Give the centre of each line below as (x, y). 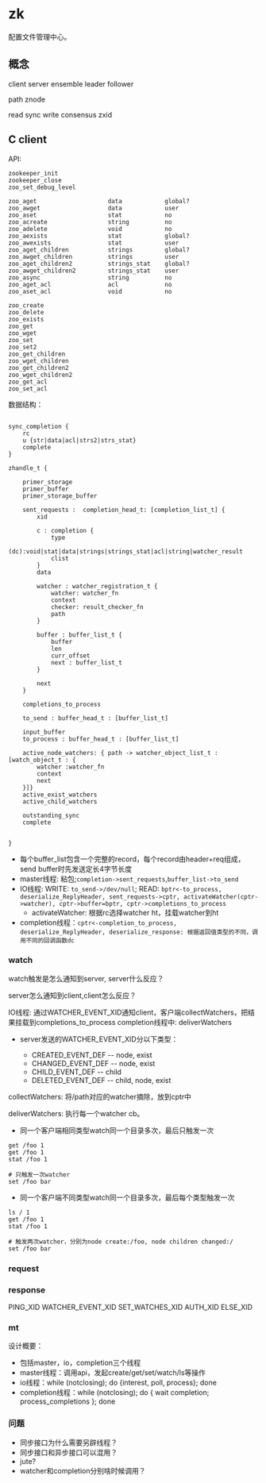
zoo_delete (26, 312)
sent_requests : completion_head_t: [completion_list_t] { (124, 510)
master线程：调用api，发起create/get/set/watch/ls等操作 (113, 1373)
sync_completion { (39, 426)
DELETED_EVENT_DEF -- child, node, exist (101, 1080)
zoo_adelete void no (90, 229)
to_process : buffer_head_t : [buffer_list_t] (101, 739)
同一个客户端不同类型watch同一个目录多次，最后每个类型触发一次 (127, 1197)
